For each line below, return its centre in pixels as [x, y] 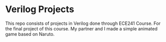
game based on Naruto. [30, 34]
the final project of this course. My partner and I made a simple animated [81, 28]
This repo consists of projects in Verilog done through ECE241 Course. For [83, 23]
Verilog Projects [40, 9]
